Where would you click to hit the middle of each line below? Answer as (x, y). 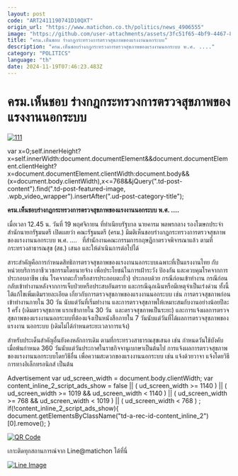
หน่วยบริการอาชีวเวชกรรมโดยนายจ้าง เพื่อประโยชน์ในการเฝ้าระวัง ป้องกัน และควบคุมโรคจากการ (118, 270)
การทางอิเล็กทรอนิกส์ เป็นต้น (40, 364)
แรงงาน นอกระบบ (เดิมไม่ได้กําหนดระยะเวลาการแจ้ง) (68, 326)
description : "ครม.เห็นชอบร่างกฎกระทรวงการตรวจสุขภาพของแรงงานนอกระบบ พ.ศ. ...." (111, 47)
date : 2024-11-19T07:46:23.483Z (55, 67)
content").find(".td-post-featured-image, (67, 188)
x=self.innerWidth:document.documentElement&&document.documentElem (118, 158)
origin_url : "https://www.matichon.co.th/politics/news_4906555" (106, 27)
